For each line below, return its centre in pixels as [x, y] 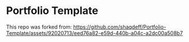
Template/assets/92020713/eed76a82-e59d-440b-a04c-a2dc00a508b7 [94, 33]
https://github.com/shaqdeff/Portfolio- [120, 27]
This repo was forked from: [39, 27]
